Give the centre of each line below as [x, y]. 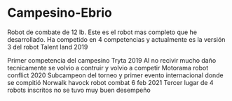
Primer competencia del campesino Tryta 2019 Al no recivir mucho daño [112, 60]
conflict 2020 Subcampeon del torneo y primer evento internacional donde [116, 75]
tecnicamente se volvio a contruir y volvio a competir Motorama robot [108, 68]
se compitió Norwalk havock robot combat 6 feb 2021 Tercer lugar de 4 [110, 82]
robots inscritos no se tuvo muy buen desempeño [79, 90]
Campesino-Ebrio [60, 13]
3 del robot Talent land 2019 [48, 47]
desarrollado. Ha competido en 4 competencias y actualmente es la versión [116, 39]
